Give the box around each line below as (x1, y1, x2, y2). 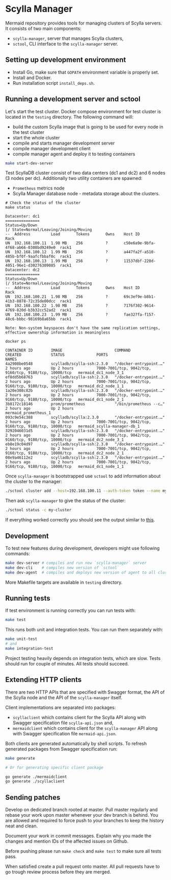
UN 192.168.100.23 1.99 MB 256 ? (5, 312, 108, 317)
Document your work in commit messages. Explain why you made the (5, 833, 152, 839)
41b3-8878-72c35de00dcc (5, 299, 56, 304)
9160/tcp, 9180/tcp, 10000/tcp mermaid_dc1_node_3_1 (5, 370, 124, 375)
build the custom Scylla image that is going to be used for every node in (12, 124, 164, 130)
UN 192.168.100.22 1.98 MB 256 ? (5, 303, 108, 308)
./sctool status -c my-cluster (5, 508, 72, 513)
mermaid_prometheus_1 (5, 411, 51, 416)
